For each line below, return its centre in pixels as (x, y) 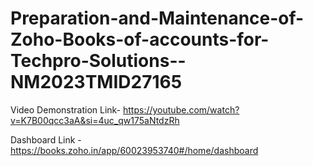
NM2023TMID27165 (96, 82)
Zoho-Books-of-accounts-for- (140, 39)
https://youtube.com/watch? (181, 109)
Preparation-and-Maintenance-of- (157, 18)
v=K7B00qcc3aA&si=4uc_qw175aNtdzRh (95, 120)
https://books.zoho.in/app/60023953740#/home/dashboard (134, 150)
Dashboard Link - (46, 139)
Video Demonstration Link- (66, 109)
